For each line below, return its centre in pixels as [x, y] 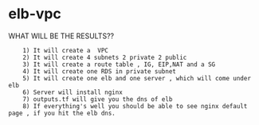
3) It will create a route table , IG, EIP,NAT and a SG [119, 64]
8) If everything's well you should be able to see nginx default [135, 106]
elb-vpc [35, 14]
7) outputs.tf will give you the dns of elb [98, 99]
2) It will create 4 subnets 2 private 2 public [105, 57]
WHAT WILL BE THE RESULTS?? [61, 36]
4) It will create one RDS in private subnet [100, 71]
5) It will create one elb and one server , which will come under [137, 78]
